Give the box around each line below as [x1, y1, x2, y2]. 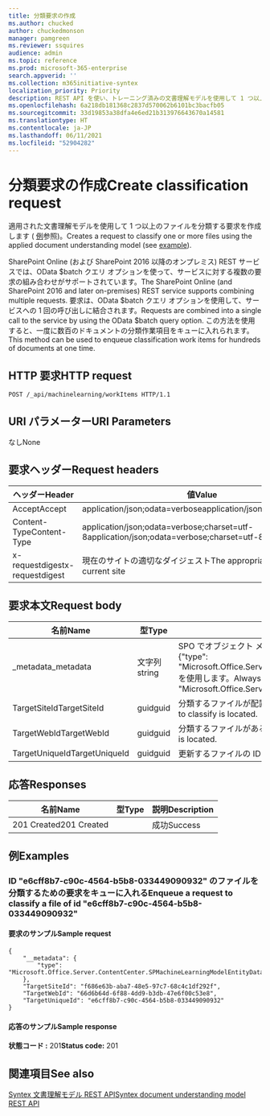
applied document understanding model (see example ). [8, 241, 192, 250]
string [137, 667, 159, 678]
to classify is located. [178, 708, 259, 719]
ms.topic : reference [8, 57, 78, 65]
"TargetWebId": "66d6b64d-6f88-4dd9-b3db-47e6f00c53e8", [22, 990, 218, 998]
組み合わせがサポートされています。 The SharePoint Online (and [22, 277, 233, 286]
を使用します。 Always [178, 673, 261, 684]
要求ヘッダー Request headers [8, 463, 159, 477]
